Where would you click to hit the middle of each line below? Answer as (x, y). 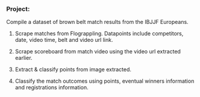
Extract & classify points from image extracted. (73, 69)
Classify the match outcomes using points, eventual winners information (105, 81)
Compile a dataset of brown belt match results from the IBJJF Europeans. (97, 22)
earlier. (23, 58)
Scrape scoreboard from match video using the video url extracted (98, 51)
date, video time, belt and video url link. (64, 40)
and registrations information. (52, 87)
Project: (18, 9)
